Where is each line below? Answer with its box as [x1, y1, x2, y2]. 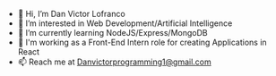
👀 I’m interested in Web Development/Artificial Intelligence [17, 18, 233, 29]
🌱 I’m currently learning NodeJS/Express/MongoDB [17, 28, 208, 38]
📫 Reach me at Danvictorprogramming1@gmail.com [17, 56, 212, 67]
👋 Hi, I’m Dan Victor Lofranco [17, 9, 125, 19]
